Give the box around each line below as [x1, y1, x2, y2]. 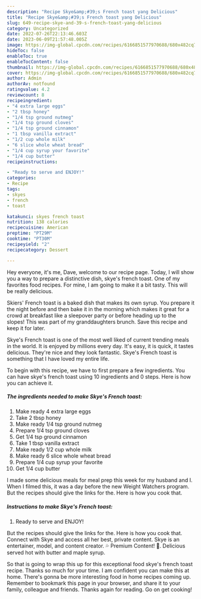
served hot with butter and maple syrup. [7, 549, 106, 556]
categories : [7, 175, 36, 181]
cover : [7, 70, 23, 76]
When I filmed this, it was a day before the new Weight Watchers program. [7, 483, 190, 490]
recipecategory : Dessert [7, 247, 69, 253]
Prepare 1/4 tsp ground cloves [15, 427, 90, 434]
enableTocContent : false [7, 59, 69, 64]
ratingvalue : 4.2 [7, 87, 50, 93]
